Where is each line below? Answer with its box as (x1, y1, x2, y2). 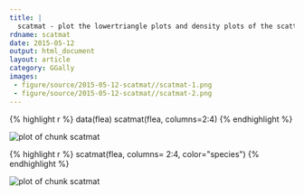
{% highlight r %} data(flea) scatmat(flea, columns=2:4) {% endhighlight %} (9, 114, 293, 125)
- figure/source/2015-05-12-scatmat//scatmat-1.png (13, 80, 213, 89)
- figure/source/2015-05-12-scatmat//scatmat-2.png (13, 88, 213, 97)
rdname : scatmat (9, 30, 71, 39)
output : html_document (9, 47, 95, 56)
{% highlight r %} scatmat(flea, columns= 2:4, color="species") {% (9, 148, 260, 159)
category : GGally (9, 64, 75, 73)
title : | (9, 13, 43, 23)
